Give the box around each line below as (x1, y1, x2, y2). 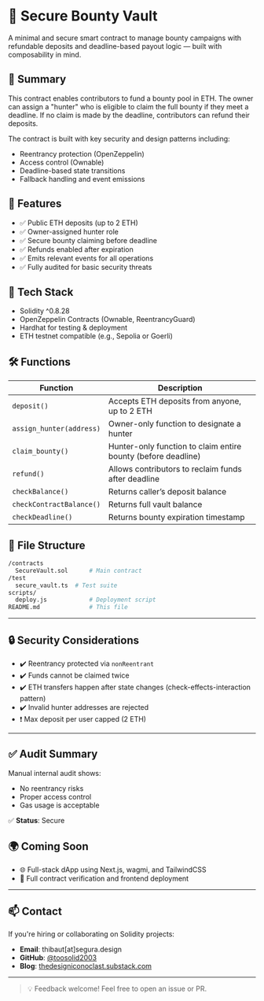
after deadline (108, 474, 159, 485)
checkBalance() (12, 487, 69, 497)
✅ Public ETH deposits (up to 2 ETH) (19, 218, 139, 227)
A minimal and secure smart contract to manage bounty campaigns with (8, 33, 242, 42)
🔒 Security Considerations (8, 633, 140, 647)
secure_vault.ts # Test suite (15, 582, 118, 589)
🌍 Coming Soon (8, 840, 89, 853)
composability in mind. (8, 50, 82, 59)
